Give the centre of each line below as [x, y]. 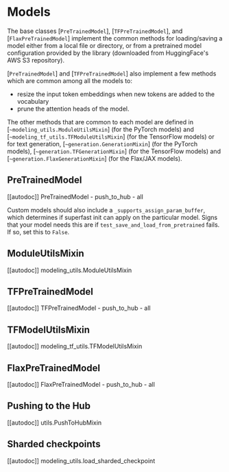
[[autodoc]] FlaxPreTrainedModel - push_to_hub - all [81, 384]
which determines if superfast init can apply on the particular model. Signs [112, 217]
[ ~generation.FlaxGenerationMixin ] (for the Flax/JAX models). [95, 158]
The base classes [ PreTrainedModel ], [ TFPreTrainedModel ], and [95, 31]
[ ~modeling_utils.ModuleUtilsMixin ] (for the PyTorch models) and [100, 129]
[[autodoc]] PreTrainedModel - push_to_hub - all [75, 196]
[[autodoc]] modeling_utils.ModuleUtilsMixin [70, 270]
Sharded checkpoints [54, 444]
